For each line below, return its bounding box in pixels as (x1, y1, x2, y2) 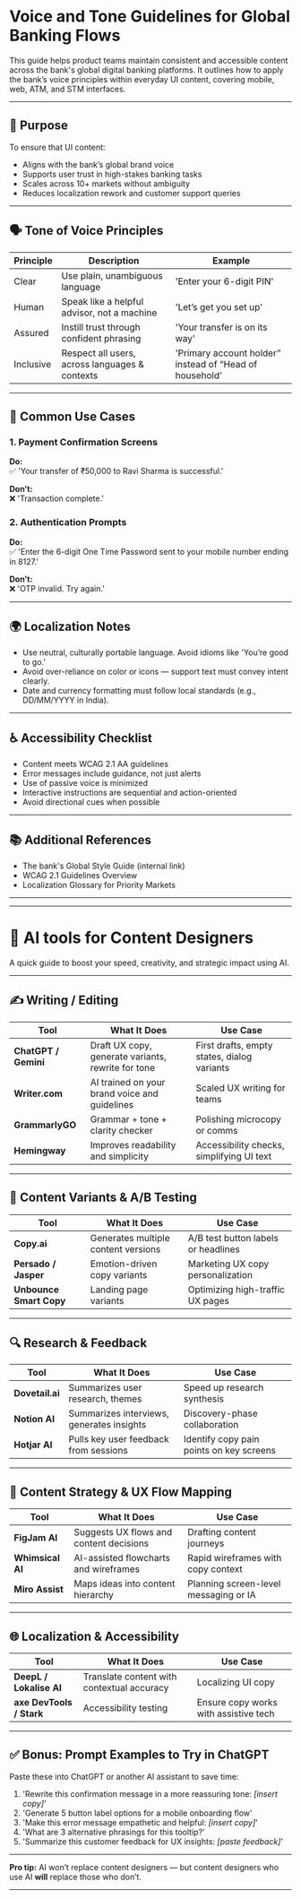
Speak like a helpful (61, 295, 144, 307)
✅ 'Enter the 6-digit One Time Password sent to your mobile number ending (9, 546, 289, 557)
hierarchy (73, 1589, 115, 1601)
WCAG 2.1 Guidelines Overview (21, 869, 138, 880)
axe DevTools (13, 1696, 73, 1708)
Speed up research (183, 1382, 264, 1394)
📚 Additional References (9, 832, 152, 848)
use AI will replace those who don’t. (9, 1871, 142, 1882)
